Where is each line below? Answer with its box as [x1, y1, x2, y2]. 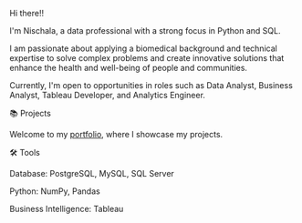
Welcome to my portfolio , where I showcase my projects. [9, 129, 224, 139]
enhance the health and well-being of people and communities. [9, 63, 248, 73]
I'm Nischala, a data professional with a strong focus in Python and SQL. [9, 25, 281, 35]
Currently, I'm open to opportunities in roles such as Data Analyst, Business [9, 80, 294, 90]
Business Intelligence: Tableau [9, 204, 124, 214]
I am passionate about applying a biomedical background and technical [9, 43, 278, 54]
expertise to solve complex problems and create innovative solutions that [9, 53, 285, 63]
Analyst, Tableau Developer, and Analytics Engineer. [9, 90, 205, 100]
